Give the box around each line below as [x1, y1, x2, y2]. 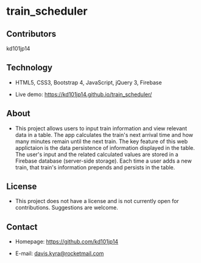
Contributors [6, 29, 57, 39]
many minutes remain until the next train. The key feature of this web [15, 138, 188, 145]
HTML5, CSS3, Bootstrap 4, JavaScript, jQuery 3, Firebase [15, 78, 163, 86]
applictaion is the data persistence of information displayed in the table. [15, 144, 195, 151]
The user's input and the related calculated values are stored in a [15, 150, 178, 158]
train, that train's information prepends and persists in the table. [15, 163, 175, 171]
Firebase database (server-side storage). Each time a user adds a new [15, 157, 192, 165]
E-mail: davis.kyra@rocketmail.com [15, 250, 104, 257]
